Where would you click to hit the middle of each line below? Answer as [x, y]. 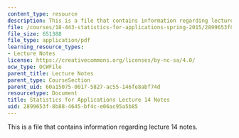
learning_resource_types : [46, 47]
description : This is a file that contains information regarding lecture [121, 21]
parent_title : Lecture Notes [51, 73]
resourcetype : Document [43, 93]
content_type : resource [43, 14]
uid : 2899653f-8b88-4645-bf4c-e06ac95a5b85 [73, 107]
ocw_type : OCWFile [34, 67]
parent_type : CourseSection [49, 80]
